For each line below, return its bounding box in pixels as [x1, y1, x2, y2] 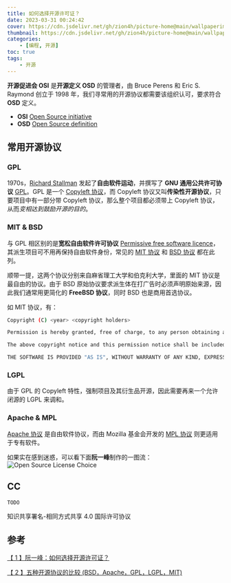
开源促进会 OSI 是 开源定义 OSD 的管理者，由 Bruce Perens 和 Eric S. [7, 81, 201, 90]
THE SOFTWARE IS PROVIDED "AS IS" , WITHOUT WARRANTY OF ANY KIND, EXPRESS [7, 354, 226, 361]
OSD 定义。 [7, 98, 41, 107]
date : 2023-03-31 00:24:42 [7, 17, 85, 23]
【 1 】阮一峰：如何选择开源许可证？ [7, 553, 110, 562]
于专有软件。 [7, 438, 43, 446]
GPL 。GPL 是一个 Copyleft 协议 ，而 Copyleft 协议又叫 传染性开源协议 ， [14, 188, 215, 196]
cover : [7, 23, 26, 30]
